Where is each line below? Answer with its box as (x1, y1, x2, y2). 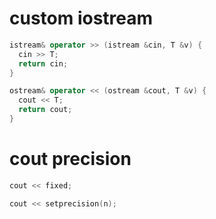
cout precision (9, 148, 132, 171)
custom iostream (9, 7, 154, 30)
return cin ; (18, 58, 69, 69)
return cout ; (18, 105, 73, 115)
